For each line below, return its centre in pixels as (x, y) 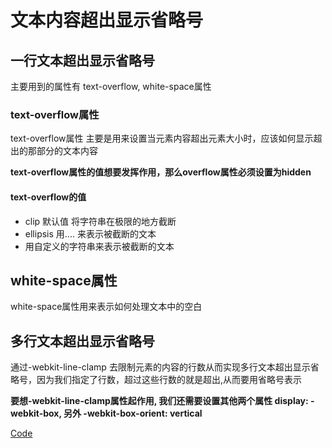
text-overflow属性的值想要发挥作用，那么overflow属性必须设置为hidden (161, 172)
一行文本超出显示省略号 (82, 60)
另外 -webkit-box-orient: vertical (133, 413)
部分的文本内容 (67, 151)
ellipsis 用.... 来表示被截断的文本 (90, 233)
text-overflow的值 (48, 197)
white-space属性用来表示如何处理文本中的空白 (106, 307)
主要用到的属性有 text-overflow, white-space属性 (111, 86)
